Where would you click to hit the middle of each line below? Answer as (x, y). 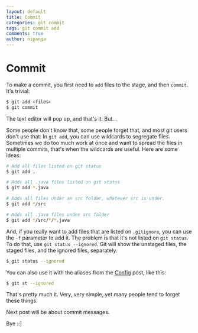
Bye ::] (14, 324)
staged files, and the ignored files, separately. (62, 250)
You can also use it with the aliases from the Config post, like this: (86, 272)
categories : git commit (35, 22)
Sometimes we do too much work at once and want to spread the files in (94, 143)
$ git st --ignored (30, 283)
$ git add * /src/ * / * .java (38, 220)
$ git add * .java (27, 188)
